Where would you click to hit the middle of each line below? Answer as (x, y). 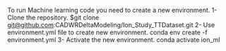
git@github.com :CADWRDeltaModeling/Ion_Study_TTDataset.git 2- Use (111, 25)
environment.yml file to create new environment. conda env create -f (107, 32)
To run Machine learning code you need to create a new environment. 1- (112, 10)
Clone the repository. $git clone (53, 17)
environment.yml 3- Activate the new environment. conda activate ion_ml (114, 40)
